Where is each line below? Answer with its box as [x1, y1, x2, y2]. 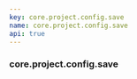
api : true [9, 29, 46, 38]
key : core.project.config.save [9, 12, 125, 22]
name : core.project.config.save [9, 21, 128, 30]
